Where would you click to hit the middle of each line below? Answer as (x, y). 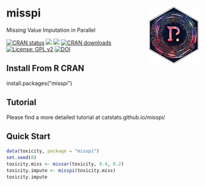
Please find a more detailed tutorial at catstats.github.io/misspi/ (86, 117)
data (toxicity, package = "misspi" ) (53, 151)
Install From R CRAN (45, 68)
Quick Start (28, 136)
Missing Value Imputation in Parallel (51, 30)
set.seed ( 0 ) (21, 158)
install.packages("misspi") (39, 83)
